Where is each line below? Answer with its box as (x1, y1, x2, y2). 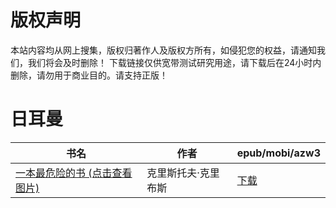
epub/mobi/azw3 (236, 146, 321, 160)
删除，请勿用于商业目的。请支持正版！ (10, 69, 168, 81)
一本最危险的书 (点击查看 (15, 166, 133, 180)
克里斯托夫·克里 (146, 166, 220, 180)
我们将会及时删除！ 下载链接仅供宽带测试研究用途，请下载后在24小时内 (27, 56, 322, 68)
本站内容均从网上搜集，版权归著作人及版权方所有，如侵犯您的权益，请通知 (10, 44, 317, 56)
